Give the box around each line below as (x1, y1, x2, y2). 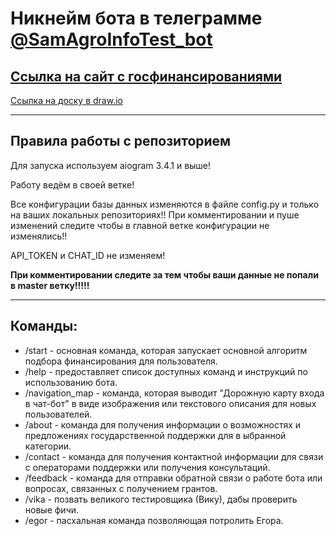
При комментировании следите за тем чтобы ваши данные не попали (10, 268, 319, 281)
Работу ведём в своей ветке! (10, 178, 135, 191)
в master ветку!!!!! (10, 279, 90, 291)
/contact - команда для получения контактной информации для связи (24, 450, 324, 462)
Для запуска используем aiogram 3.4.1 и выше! (10, 159, 212, 171)
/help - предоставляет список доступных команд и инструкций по (24, 365, 308, 377)
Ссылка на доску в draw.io (10, 95, 123, 106)
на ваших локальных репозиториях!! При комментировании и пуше (10, 208, 300, 221)
